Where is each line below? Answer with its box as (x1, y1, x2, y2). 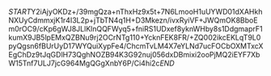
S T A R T (8, 7, 32, 16)
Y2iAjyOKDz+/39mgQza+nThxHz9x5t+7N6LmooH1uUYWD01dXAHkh (31, 7, 263, 16)
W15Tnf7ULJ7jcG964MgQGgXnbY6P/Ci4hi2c (8, 58, 160, 68)
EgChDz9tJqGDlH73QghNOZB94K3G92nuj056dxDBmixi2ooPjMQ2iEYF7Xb (8, 50, 260, 59)
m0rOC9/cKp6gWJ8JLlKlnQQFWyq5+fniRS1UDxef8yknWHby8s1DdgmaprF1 (8, 24, 263, 33)
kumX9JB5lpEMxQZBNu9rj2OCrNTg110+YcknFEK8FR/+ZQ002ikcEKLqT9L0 (8, 32, 261, 42)
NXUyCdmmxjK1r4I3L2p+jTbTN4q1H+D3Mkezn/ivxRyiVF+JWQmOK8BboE (8, 15, 258, 25)
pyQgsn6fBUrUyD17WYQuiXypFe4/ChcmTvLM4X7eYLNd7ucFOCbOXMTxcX (8, 41, 264, 51)
